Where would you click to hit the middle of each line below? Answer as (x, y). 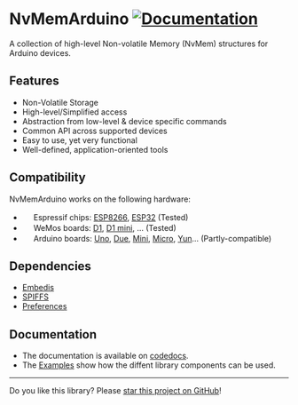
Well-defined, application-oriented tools (95, 149)
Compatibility (47, 178)
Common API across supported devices (94, 131)
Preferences (44, 306)
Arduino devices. (40, 52)
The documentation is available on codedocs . (105, 356)
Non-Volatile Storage (60, 102)
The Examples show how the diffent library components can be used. (149, 365)
